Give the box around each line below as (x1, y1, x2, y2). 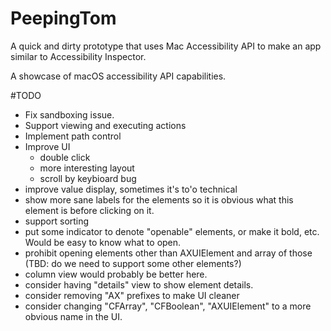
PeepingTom (10, 7, 117, 30)
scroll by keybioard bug (39, 172, 137, 184)
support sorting (24, 215, 90, 227)
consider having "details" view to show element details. (24, 278, 254, 291)
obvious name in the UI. (24, 310, 123, 322)
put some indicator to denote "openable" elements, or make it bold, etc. (24, 225, 320, 237)
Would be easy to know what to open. (24, 236, 182, 248)
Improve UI (24, 140, 71, 152)
